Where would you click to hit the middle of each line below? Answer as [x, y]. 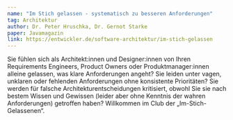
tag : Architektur [32, 20]
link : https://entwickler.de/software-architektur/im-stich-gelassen [110, 40]
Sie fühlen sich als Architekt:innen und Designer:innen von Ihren [99, 59]
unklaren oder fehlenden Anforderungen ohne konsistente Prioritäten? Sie [113, 81]
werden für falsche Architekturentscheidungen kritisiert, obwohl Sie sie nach [117, 89]
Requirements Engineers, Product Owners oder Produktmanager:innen [109, 67]
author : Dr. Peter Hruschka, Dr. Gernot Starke [78, 26]
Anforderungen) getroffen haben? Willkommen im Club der [91, 103]
